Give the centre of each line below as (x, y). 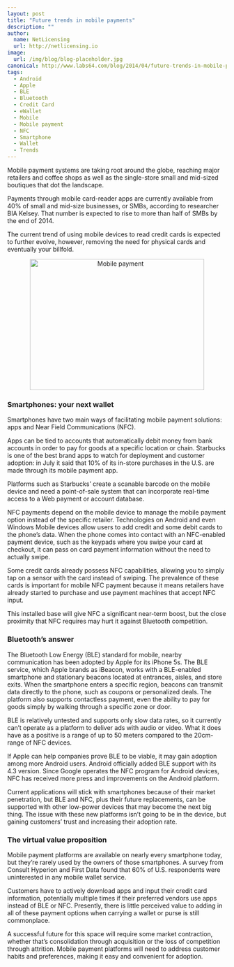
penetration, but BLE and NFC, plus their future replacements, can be (107, 799)
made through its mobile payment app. (63, 471)
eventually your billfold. (41, 249)
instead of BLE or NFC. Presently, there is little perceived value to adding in (115, 905)
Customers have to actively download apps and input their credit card (107, 890)
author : (18, 33)
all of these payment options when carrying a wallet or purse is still (103, 912)
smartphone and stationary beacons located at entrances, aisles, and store (115, 677)
